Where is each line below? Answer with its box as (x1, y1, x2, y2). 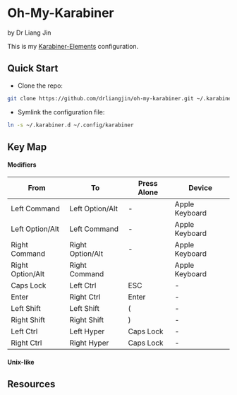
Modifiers (7, 160, 37, 169)
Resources (7, 378, 56, 390)
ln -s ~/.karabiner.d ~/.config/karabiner (7, 122, 134, 129)
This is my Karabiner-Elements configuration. (7, 42, 139, 50)
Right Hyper (69, 338, 109, 348)
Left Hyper (69, 326, 105, 336)
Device (188, 183, 213, 193)
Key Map (7, 141, 47, 153)
